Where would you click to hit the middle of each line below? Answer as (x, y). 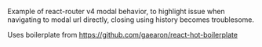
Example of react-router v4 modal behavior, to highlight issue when (116, 11)
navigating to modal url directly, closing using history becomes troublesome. (131, 20)
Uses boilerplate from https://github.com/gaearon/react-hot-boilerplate (123, 35)
